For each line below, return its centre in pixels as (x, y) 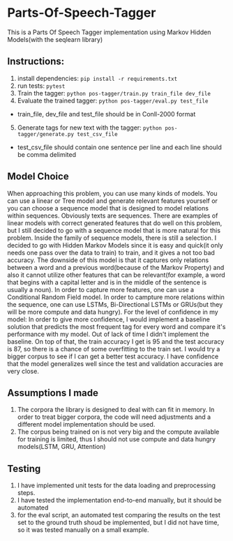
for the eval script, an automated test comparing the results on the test (119, 515)
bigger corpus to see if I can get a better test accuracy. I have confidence (113, 356)
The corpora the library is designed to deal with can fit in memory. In (116, 410)
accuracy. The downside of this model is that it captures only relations (108, 260)
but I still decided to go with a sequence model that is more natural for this (114, 230)
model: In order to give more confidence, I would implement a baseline (109, 319)
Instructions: (36, 62)
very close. (23, 371)
